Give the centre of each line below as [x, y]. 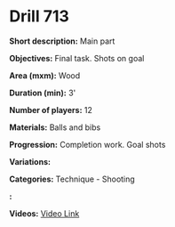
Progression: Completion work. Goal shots [87, 144]
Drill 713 [39, 16]
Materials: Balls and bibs [55, 127]
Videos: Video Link [44, 213]
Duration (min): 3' [43, 93]
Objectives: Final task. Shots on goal [77, 58]
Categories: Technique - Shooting [72, 179]
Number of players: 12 [51, 109]
